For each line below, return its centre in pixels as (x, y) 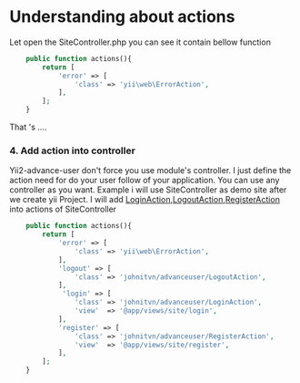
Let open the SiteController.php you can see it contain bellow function (140, 42)
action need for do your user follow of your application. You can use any (145, 181)
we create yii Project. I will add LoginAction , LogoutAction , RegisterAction (145, 200)
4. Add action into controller (73, 150)
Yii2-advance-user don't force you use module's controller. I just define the (150, 171)
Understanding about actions (122, 17)
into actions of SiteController (63, 209)
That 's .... (28, 127)
